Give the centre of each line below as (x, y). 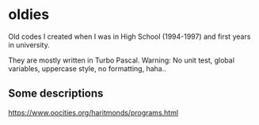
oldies (29, 15)
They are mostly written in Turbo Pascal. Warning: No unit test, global (122, 60)
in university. (29, 44)
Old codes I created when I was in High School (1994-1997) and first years (129, 36)
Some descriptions (56, 94)
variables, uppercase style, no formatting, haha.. (87, 68)
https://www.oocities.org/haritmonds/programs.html (93, 112)
